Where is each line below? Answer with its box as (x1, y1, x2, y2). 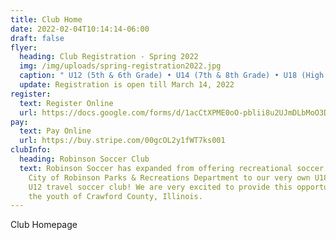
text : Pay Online (19, 126, 92, 136)
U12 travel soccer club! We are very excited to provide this (28, 182, 293, 192)
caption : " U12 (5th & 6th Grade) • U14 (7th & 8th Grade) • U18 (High (19, 71, 325, 81)
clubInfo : (10, 145, 52, 155)
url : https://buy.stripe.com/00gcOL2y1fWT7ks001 (19, 136, 226, 146)
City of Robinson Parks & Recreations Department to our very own (28, 172, 311, 183)
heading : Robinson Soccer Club (19, 154, 150, 164)
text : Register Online (19, 98, 114, 108)
